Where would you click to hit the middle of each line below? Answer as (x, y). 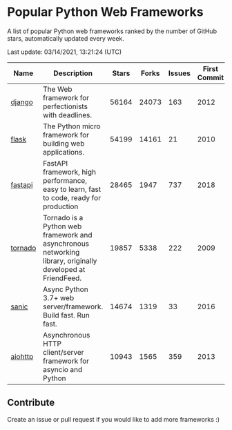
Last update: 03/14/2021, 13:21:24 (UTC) (65, 52)
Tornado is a (63, 217)
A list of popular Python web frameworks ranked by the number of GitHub (112, 31)
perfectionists (65, 106)
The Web (57, 89)
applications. (64, 152)
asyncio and (62, 369)
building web (64, 144)
